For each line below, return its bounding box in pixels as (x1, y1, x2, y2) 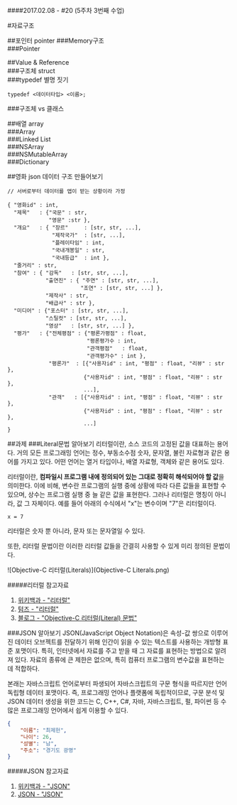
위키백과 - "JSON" (17, 782, 70, 791)
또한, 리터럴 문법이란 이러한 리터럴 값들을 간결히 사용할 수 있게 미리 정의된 (7, 542, 211, 550)
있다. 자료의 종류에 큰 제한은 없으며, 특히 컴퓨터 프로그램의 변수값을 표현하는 (14, 656, 225, 664)
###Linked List (7, 135, 51, 144)
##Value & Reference (7, 58, 70, 66)
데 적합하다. (7, 664, 40, 673)
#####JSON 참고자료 (7, 767, 70, 776)
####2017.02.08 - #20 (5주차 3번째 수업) (7, 6, 125, 14)
